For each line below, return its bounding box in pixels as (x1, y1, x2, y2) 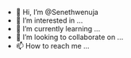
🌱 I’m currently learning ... (15, 24, 101, 33)
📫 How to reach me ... (15, 42, 90, 50)
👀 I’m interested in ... (15, 16, 83, 25)
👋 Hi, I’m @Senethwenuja (15, 8, 99, 16)
